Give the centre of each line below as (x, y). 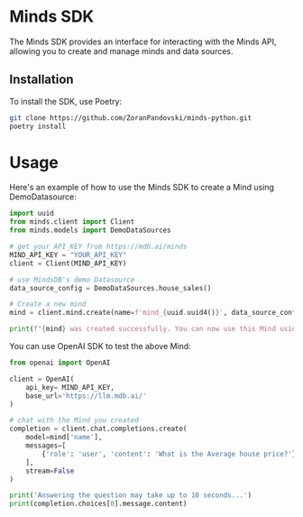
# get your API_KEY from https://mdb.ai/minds (98, 247)
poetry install (38, 126)
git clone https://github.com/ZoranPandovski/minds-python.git (131, 118)
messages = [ (46, 446)
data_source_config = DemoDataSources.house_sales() (110, 288)
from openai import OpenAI (60, 363)
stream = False (50, 471)
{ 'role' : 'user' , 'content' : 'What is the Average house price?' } (169, 454)
